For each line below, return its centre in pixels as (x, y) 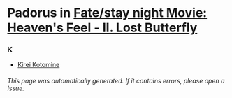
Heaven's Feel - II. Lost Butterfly (102, 28)
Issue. (16, 88)
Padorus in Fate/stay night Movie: (107, 13)
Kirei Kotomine (38, 65)
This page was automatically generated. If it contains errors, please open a (116, 81)
